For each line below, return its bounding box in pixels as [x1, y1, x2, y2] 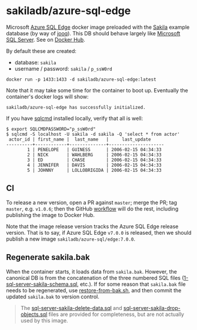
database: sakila [14, 59, 56, 66]
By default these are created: [6, 47, 76, 54]
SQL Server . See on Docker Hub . [6, 36, 85, 43]
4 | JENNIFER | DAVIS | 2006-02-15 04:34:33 [27, 162, 162, 168]
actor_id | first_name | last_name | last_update [8, 136, 151, 142]
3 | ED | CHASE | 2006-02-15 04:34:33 [27, 157, 162, 163]
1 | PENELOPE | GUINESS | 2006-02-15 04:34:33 [27, 146, 162, 152]
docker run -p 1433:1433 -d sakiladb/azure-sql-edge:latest [6, 76, 157, 82]
